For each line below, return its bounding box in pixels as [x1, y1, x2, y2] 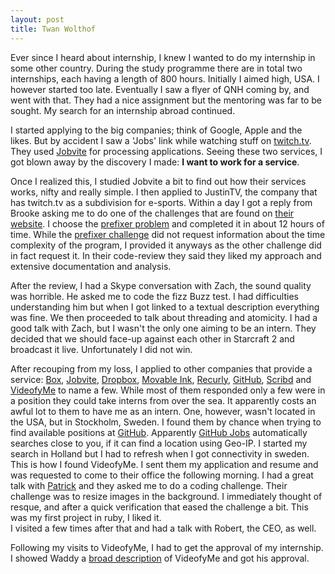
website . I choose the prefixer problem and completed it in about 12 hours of [10, 217, 325, 230]
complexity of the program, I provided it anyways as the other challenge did [10, 239, 322, 251]
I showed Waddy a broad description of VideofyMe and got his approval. [10, 552, 310, 564]
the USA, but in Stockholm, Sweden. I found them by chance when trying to [10, 416, 322, 428]
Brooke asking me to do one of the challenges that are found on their [10, 207, 295, 219]
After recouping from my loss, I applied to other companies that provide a [10, 362, 313, 375]
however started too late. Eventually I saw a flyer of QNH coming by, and [10, 83, 310, 95]
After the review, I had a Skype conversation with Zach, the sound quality [10, 279, 312, 291]
